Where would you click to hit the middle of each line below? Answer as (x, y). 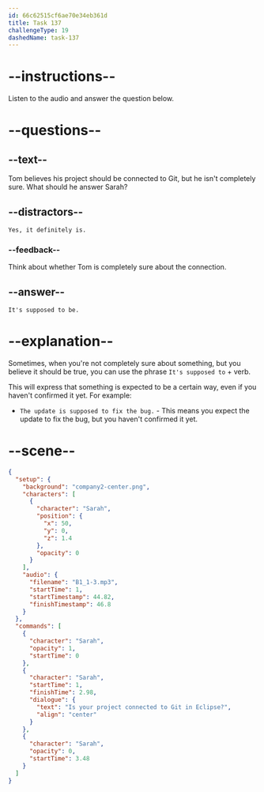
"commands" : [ (38, 626)
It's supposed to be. (44, 310)
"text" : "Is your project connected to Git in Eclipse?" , (134, 707)
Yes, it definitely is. (47, 230)
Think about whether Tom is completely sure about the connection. (117, 267)
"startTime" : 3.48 (59, 759)
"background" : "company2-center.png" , (86, 487)
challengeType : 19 (38, 30)
